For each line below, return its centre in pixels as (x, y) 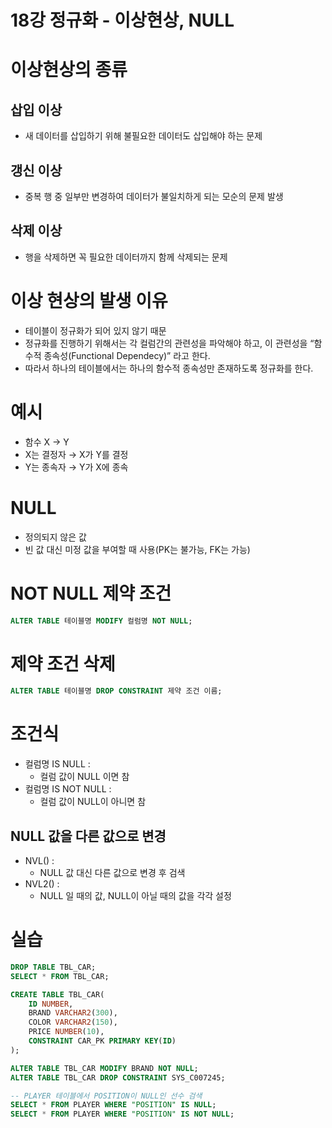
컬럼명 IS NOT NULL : (68, 789)
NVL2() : (42, 884)
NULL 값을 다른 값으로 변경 (88, 836)
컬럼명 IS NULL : (57, 764)
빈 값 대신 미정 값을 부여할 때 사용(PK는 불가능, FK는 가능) (137, 549)
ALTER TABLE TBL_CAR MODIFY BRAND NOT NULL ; (104, 1068)
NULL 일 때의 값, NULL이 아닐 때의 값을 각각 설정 (135, 895)
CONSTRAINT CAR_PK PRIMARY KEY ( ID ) (102, 1041)
